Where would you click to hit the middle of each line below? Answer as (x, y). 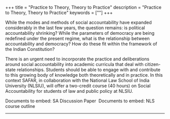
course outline (20, 106)
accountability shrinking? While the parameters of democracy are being (80, 33)
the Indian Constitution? (30, 49)
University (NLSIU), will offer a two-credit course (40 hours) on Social (78, 86)
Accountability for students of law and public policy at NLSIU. (69, 91)
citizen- (153, 64)
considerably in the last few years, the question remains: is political (75, 28)
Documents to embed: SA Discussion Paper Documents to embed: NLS (80, 101)
